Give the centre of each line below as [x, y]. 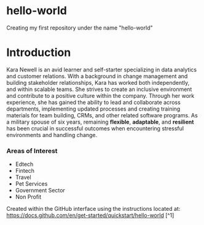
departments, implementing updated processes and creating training [93, 109]
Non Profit [28, 197]
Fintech [25, 171]
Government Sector [40, 191]
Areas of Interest [32, 151]
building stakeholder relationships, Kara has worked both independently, [98, 82]
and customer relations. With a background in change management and [97, 76]
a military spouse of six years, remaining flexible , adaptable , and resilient [100, 122]
